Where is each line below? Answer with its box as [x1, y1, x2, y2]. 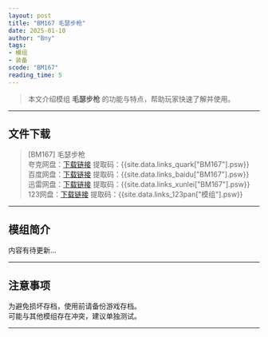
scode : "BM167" [8, 64, 59, 72]
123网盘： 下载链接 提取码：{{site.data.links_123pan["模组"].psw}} [27, 189, 243, 200]
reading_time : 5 [8, 71, 62, 79]
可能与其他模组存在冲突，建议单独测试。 [8, 311, 141, 321]
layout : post [8, 11, 52, 20]
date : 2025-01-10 [8, 26, 66, 34]
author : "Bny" [8, 34, 56, 42]
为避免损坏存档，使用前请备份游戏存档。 [8, 301, 141, 311]
